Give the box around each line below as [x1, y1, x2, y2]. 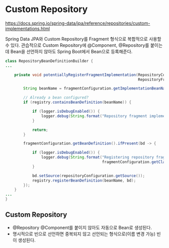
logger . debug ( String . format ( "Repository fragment [41, 113, 147, 119]
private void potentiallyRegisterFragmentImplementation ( [14, 72, 138, 77]
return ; [32, 127, 49, 132]
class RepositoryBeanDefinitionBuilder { [5, 58, 94, 63]
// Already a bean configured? [23, 95, 89, 100]
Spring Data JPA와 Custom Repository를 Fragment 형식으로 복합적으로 [5, 36, 148, 42]
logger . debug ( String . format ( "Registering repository [41, 155, 154, 160]
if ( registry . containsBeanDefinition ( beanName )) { [23, 100, 132, 105]
